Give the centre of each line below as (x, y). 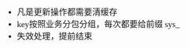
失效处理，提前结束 (55, 37)
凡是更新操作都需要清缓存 (67, 12)
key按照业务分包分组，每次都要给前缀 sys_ (98, 24)
